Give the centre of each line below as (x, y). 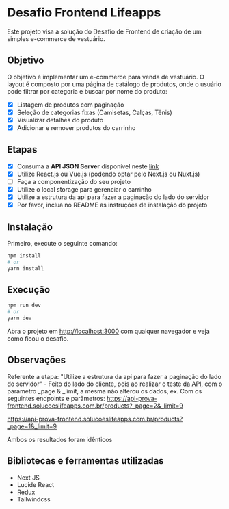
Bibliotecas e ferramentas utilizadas (85, 461)
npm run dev (24, 306)
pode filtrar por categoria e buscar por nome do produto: (87, 91)
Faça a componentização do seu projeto (74, 181)
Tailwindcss (33, 499)
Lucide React (36, 484)
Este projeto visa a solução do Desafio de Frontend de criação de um (104, 31)
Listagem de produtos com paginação (70, 105)
